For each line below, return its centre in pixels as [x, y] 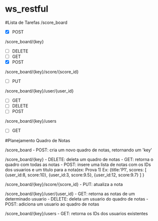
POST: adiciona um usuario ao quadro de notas [52, 204]
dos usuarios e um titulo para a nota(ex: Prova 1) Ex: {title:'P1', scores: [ [76, 169]
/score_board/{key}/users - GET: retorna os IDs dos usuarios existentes [77, 213]
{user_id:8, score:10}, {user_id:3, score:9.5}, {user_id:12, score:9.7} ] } [75, 175]
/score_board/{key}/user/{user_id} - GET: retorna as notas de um [70, 194]
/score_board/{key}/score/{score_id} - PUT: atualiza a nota [64, 184]
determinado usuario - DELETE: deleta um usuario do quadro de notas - [77, 199]
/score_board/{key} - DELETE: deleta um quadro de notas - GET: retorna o [79, 159]
